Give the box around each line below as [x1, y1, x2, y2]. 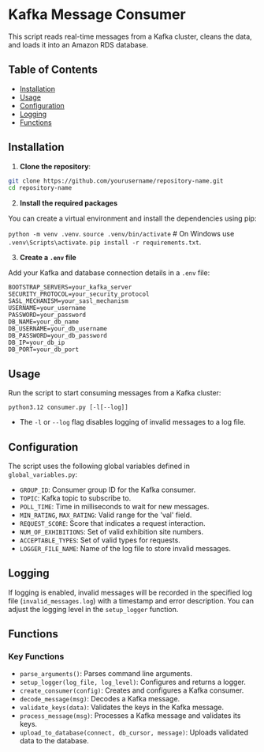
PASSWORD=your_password [8, 311, 87, 319]
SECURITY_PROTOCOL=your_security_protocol [8, 290, 150, 298]
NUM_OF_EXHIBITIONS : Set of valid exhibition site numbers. [19, 527, 204, 536]
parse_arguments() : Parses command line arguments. [19, 669, 193, 678]
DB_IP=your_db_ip [8, 338, 65, 347]
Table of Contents [8, 63, 99, 77]
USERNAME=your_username [8, 304, 87, 312]
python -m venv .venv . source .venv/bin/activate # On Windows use [8, 229, 235, 239]
